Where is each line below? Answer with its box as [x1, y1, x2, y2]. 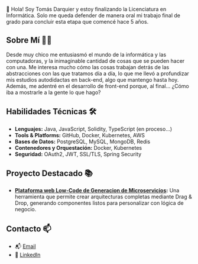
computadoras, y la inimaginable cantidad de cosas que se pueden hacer [6, 57, 185, 65]
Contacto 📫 [6, 224, 51, 234]
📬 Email [14, 243, 37, 250]
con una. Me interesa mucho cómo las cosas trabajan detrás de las [6, 63, 170, 70]
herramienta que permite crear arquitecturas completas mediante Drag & [14, 193, 192, 201]
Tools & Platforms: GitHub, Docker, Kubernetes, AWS [14, 131, 145, 139]
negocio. [14, 206, 37, 213]
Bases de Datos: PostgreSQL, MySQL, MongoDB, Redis [14, 138, 151, 145]
